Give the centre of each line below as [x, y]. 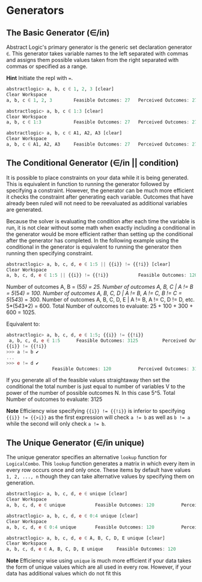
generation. [20, 483]
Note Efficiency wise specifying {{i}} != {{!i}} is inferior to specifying [96, 411]
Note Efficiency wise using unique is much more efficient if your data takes [99, 561]
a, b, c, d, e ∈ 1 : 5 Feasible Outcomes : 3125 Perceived [98, 341]
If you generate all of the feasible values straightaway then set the [88, 380]
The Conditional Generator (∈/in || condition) [93, 163]
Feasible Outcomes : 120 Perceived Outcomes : [121, 369]
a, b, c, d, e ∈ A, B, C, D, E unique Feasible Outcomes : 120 [91, 549]
